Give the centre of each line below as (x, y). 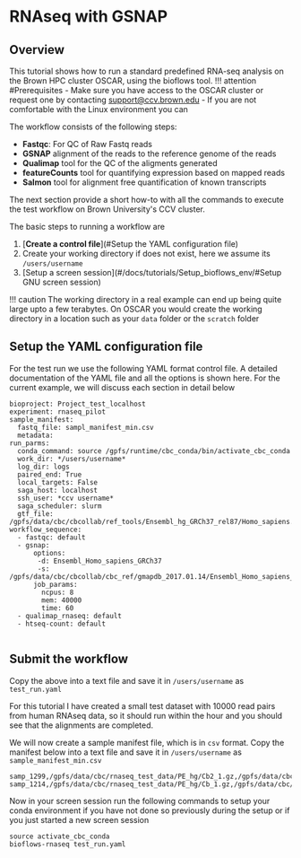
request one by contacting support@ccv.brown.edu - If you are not (133, 100)
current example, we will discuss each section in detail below (122, 387)
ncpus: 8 (58, 592)
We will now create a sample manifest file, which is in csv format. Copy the (147, 742)
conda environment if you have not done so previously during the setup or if (150, 810)
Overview (37, 50)
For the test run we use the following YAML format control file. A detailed (143, 368)
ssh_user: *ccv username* (66, 498)
